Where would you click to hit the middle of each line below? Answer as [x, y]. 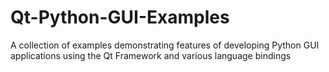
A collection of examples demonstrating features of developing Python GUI [165, 45]
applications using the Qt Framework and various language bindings [151, 55]
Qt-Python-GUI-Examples [120, 17]
